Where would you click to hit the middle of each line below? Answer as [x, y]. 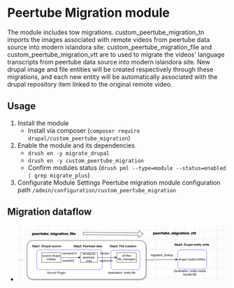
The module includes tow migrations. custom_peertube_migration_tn [106, 32]
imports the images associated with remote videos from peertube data [109, 39]
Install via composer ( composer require [84, 130]
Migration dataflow [50, 212]
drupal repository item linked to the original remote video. [90, 84]
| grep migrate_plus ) [59, 175]
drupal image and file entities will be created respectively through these [110, 69]
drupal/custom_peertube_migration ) [79, 138]
